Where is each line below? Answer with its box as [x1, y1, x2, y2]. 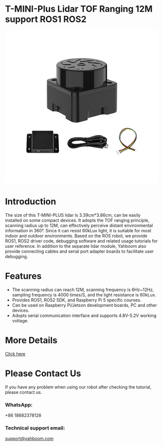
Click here [5, 351, 26, 356]
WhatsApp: [5, 401, 33, 408]
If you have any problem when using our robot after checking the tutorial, [5, 384, 152, 390]
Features [5, 271, 42, 282]
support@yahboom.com [5, 436, 54, 442]
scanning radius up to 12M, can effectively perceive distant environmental [5, 223, 153, 228]
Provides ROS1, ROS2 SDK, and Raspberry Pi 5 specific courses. [12, 297, 142, 303]
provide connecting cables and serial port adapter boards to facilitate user [5, 248, 154, 254]
